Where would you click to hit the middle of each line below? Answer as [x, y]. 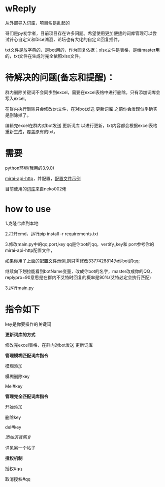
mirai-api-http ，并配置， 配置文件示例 [43, 178]
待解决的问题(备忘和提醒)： [60, 78]
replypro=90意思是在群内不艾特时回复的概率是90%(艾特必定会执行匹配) [78, 277]
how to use [28, 209]
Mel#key [14, 386]
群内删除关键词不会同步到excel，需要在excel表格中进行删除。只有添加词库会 [83, 92]
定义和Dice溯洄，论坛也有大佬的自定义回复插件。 [72, 39]
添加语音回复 [18, 437]
